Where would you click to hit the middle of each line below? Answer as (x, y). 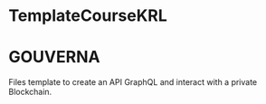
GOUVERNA (54, 57)
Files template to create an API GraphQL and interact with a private (133, 82)
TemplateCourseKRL (88, 16)
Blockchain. (30, 92)
